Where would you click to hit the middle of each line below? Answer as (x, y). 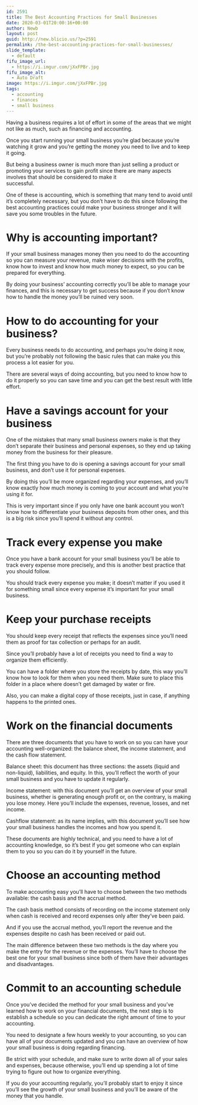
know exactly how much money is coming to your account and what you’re (97, 488)
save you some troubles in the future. (51, 214)
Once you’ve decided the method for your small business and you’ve (90, 1004)
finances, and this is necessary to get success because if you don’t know (95, 291)
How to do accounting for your (82, 321)
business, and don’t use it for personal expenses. (66, 470)
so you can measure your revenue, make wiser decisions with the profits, (95, 260)
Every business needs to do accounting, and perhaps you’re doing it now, (95, 350)
